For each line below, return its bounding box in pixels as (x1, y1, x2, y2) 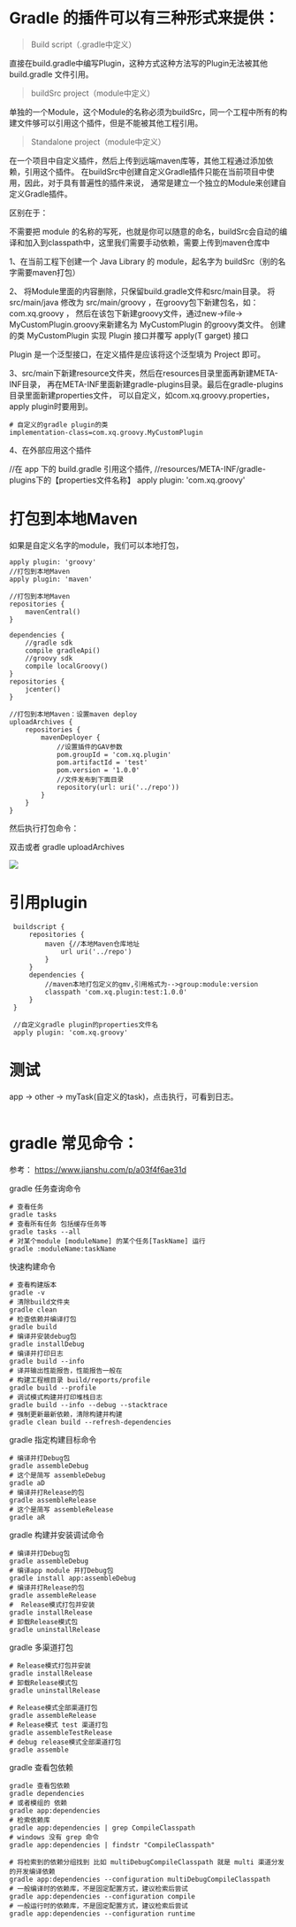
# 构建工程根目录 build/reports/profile (9, 1375, 151, 1384)
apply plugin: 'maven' (9, 575, 93, 584)
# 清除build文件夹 (9, 1297, 71, 1306)
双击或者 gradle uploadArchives (9, 841, 125, 852)
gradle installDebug (9, 1339, 86, 1349)
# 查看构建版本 (9, 1281, 57, 1289)
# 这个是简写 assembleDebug (9, 1471, 106, 1480)
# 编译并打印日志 (9, 1349, 64, 1358)
